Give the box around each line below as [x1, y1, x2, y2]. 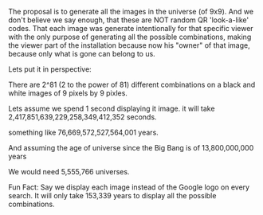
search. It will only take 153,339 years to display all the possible [8, 191, 217, 200]
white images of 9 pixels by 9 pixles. [8, 88, 128, 98]
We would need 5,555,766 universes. [8, 167, 130, 176]
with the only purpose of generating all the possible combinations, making [8, 32, 252, 41]
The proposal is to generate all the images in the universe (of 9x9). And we [8, 7, 253, 16]
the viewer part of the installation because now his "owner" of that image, [8, 41, 250, 50]
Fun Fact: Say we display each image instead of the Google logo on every [8, 182, 249, 192]
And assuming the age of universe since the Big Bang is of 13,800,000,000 [8, 143, 254, 152]
